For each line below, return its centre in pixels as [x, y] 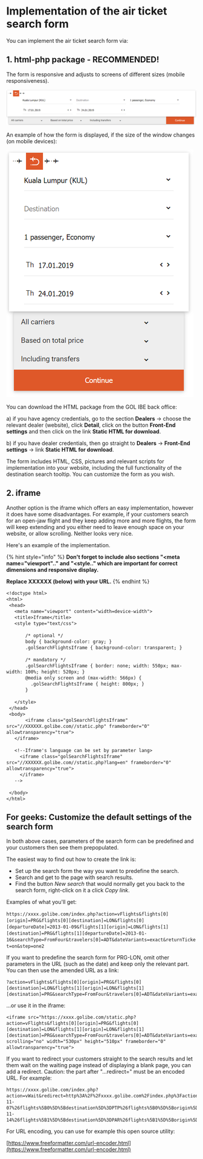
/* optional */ [44, 635]
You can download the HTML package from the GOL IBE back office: [92, 407]
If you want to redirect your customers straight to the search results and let [100, 1059]
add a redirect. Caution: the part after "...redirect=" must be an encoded [96, 1072]
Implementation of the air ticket [87, 11]
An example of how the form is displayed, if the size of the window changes [101, 135]
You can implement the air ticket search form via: [67, 41]
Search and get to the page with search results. [74, 877]
